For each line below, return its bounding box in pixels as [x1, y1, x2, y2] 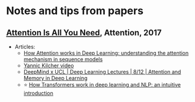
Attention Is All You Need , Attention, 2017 [6, 28, 162, 38]
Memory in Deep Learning [23, 75, 88, 81]
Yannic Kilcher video [23, 62, 74, 69]
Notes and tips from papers [6, 4, 144, 18]
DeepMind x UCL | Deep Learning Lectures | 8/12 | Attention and [23, 68, 181, 75]
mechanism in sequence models [23, 56, 103, 62]
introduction [23, 90, 53, 97]
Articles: [14, 43, 36, 50]
